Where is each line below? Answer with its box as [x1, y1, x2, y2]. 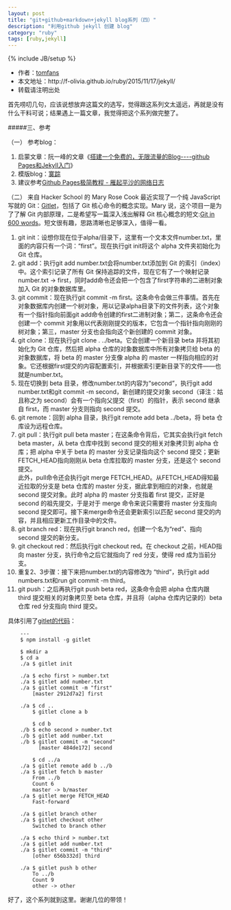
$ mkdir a [20, 649, 49, 655]
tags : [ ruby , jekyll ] [8, 36, 67, 43]
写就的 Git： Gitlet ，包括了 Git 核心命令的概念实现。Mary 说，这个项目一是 [8, 202, 217, 210]
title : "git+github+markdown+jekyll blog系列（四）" [8, 16, 156, 23]
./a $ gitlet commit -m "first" [20, 684, 112, 692]
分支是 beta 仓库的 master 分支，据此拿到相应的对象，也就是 [41, 482, 213, 491]
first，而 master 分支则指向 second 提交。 [25, 405, 145, 413]
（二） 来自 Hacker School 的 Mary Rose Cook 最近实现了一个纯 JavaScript [8, 193, 221, 201]
